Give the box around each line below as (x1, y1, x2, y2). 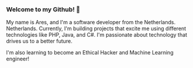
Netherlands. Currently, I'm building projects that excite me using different (6, 25, 187, 32)
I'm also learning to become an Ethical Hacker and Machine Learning (6, 49, 174, 56)
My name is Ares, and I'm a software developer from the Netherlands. (6, 19, 176, 26)
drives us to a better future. (6, 38, 73, 45)
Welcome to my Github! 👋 (6, 5, 81, 14)
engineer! (6, 56, 30, 63)
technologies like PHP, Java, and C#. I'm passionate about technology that (6, 31, 188, 38)
